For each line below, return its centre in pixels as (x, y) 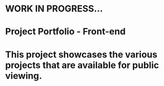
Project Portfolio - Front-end (65, 32)
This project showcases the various (81, 54)
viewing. (24, 76)
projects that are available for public (82, 65)
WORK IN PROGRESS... (54, 9)
